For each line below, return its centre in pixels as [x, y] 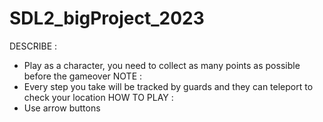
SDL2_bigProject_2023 [107, 18]
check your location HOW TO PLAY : [98, 97]
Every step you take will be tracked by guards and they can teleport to [168, 86]
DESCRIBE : [33, 46]
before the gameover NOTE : [83, 76]
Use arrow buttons [62, 108]
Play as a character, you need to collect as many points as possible [162, 65]
